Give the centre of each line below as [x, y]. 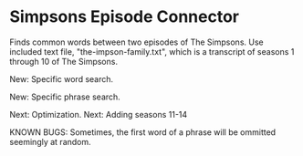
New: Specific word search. [62, 78]
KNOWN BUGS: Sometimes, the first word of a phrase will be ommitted [143, 132]
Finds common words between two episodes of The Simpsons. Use [136, 42]
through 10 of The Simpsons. [64, 61]
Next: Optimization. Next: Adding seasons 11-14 [99, 114]
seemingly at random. [50, 141]
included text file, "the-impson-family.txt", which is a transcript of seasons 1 [152, 51]
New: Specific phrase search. [65, 97]
